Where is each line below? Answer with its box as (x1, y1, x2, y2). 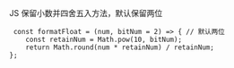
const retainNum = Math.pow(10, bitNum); (25, 35, 182, 44)
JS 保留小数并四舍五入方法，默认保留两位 (9, 8, 163, 18)
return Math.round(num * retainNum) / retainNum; (25, 43, 215, 52)
